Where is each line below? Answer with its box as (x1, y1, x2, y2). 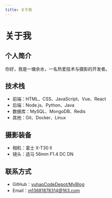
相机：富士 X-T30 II (12, 145, 52, 151)
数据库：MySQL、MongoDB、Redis (12, 108, 86, 115)
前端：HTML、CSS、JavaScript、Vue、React (12, 96, 106, 102)
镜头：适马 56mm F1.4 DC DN (12, 151, 74, 157)
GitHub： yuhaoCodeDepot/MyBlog (12, 182, 85, 188)
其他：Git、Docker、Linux (12, 115, 66, 121)
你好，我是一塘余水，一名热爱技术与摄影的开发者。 (5, 66, 110, 72)
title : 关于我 (5, 7, 32, 12)
